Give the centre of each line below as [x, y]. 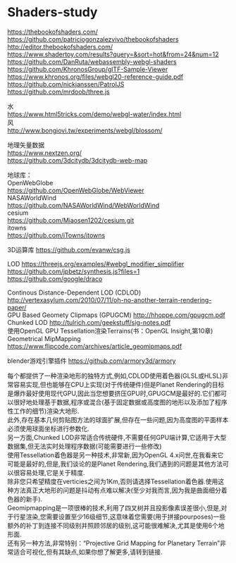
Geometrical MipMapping [44, 338]
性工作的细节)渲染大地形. [43, 411]
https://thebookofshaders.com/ [53, 32]
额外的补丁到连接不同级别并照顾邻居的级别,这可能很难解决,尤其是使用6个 [113, 525]
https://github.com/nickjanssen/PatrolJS [66, 84]
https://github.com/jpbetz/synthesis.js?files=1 [74, 271]
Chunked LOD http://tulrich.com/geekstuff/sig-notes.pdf [89, 322]
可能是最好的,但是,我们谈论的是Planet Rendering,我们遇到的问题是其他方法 [115, 464]
